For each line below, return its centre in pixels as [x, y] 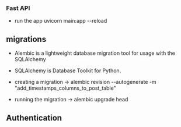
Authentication [34, 118]
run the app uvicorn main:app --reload [61, 21]
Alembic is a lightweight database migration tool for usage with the [95, 53]
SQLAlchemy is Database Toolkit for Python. [68, 70]
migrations [26, 39]
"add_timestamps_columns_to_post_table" [65, 88]
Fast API [18, 8]
